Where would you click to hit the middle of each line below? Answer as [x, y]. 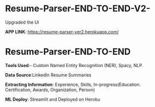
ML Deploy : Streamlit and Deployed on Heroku [53, 99]
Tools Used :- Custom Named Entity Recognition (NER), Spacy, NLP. [74, 65]
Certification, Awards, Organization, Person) [50, 90]
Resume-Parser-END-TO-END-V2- [78, 9]
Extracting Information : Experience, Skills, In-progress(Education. [73, 84]
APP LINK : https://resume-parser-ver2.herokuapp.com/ [62, 32]
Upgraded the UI [22, 22]
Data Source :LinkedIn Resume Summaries [48, 75]
